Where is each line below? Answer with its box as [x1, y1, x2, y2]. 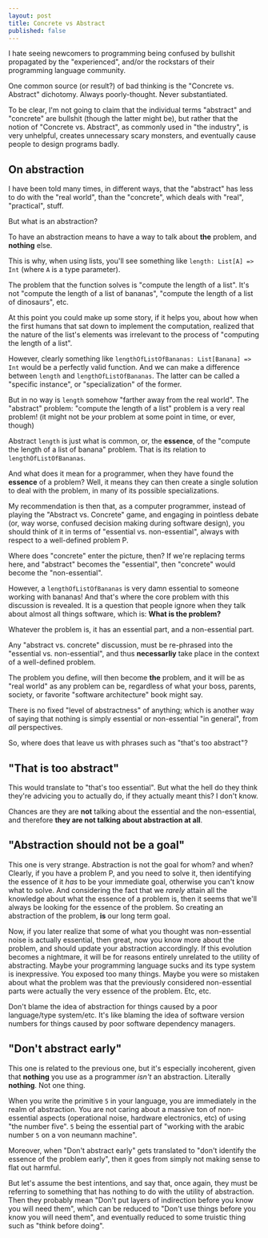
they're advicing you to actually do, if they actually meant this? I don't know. [8, 791, 258, 801]
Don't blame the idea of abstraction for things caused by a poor [8, 1001, 218, 1011]
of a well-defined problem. [8, 657, 96, 667]
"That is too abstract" [8, 761, 120, 775]
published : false [8, 26, 66, 35]
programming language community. [8, 66, 126, 75]
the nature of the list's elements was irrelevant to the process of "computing [8, 330, 260, 339]
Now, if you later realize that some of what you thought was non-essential [8, 926, 252, 936]
